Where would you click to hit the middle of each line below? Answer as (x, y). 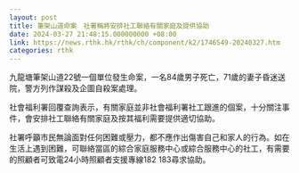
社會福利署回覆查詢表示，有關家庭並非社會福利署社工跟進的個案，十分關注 (145, 107)
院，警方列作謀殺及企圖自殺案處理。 (76, 88)
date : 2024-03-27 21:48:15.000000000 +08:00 (93, 34)
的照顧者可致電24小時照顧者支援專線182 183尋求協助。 (110, 160)
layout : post (33, 17)
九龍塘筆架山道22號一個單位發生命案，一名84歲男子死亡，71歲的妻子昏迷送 (148, 78)
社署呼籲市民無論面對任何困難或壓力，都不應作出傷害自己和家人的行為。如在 (149, 137)
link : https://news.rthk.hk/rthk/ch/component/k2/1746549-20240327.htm (145, 42)
